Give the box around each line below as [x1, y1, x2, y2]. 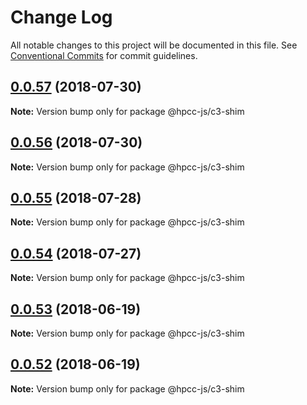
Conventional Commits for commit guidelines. [10, 49, 198, 61]
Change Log [10, 6, 113, 29]
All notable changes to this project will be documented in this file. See [10, 39, 298, 51]
